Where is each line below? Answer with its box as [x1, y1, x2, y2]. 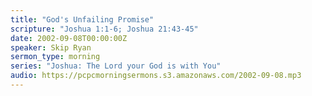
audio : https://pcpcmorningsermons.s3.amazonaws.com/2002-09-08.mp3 [10, 71, 302, 81]
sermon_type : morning [10, 52, 101, 62]
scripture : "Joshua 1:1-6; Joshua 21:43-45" [10, 24, 199, 34]
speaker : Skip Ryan [10, 42, 92, 53]
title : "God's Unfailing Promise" [10, 14, 155, 25]
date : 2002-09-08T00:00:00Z [10, 33, 128, 43]
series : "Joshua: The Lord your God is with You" [10, 61, 222, 71]
